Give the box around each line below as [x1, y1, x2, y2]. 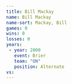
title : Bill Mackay [6, 8, 54, 15]
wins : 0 [6, 31, 25, 37]
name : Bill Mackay [6, 14, 51, 20]
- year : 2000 [8, 47, 41, 53]
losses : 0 [6, 36, 31, 42]
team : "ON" [14, 58, 41, 64]
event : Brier [14, 53, 46, 59]
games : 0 [6, 25, 28, 31]
